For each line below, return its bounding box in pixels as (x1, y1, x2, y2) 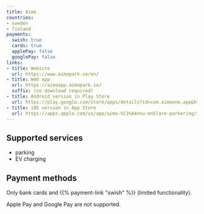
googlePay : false (12, 54, 56, 60)
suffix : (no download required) (12, 88, 94, 94)
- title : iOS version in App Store (6, 104, 97, 111)
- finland (6, 25, 32, 32)
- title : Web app (6, 76, 50, 82)
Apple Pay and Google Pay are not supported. (6, 201, 121, 208)
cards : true (12, 43, 42, 49)
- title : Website (6, 65, 50, 72)
